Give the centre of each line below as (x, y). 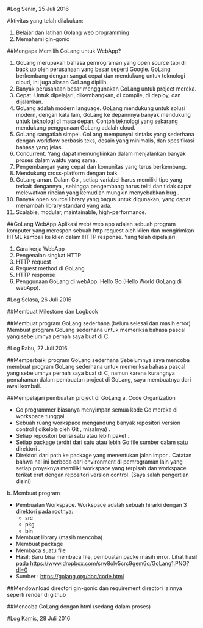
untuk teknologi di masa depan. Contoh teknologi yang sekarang (97, 121)
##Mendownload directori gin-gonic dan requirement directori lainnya (94, 588)
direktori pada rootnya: (45, 511)
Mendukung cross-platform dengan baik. (67, 173)
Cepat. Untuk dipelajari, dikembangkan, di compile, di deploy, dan (98, 95)
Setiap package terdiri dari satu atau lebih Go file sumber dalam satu (102, 442)
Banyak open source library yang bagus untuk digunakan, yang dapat (103, 199)
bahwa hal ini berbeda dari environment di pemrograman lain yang (99, 462)
